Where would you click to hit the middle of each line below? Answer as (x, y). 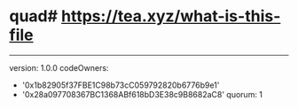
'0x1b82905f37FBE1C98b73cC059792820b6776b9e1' (121, 85)
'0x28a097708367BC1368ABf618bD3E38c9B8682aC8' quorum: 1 (142, 94)
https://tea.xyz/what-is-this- (171, 16)
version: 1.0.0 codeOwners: (59, 67)
